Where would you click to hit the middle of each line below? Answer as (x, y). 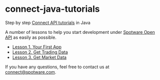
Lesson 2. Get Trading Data (40, 52)
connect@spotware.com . (31, 72)
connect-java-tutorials (52, 9)
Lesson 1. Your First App (37, 47)
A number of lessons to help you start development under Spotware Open (80, 32)
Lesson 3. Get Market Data (39, 57)
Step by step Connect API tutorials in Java (48, 23)
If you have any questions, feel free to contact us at (57, 67)
